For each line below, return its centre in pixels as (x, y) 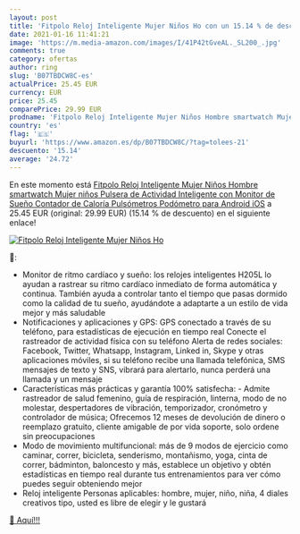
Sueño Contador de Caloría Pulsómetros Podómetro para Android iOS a (141, 203)
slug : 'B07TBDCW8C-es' (51, 76)
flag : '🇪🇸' (31, 134)
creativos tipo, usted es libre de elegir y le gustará (114, 503)
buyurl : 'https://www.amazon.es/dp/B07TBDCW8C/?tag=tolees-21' (129, 142)
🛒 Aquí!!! (25, 520)
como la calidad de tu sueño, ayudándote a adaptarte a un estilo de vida (155, 303)
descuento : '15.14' (46, 150)
